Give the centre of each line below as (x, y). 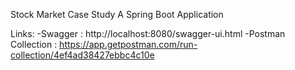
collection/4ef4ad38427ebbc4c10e (82, 55)
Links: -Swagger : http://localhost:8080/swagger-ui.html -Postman (148, 33)
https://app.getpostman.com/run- (128, 44)
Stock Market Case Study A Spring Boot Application (117, 14)
